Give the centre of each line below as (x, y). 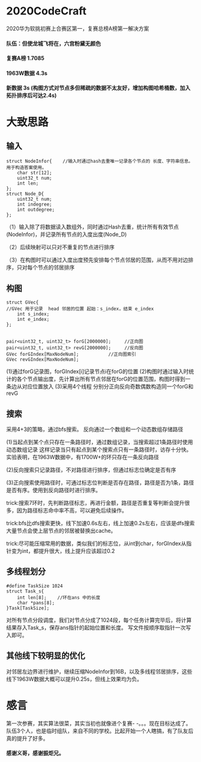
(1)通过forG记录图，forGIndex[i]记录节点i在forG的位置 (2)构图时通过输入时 (97, 371)
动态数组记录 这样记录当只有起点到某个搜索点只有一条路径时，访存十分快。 (99, 450)
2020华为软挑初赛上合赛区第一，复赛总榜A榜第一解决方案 (78, 28)
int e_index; (33, 320)
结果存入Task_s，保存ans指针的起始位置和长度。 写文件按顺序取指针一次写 (99, 627)
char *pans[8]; (36, 603)
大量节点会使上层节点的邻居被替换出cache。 (61, 531)
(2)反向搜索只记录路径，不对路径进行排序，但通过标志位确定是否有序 (91, 469)
